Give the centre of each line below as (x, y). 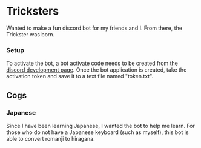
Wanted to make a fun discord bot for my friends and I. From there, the (94, 28)
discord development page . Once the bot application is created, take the (97, 70)
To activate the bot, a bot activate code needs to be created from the (92, 63)
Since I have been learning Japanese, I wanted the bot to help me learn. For (101, 126)
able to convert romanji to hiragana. (51, 138)
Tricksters (33, 11)
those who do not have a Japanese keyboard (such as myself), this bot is (97, 132)
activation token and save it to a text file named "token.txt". (80, 76)
